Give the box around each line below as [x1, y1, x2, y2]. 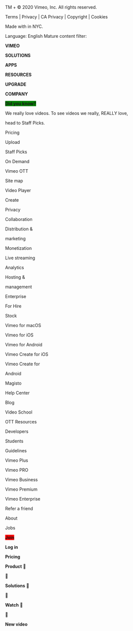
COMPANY [5, 91, 28, 97]
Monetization [5, 245, 32, 251]
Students [5, 438, 24, 444]
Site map [5, 178, 23, 184]
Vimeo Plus [5, 457, 28, 463]
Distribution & [5, 226, 33, 232]
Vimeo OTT [5, 168, 29, 174]
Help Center [5, 390, 30, 396]
